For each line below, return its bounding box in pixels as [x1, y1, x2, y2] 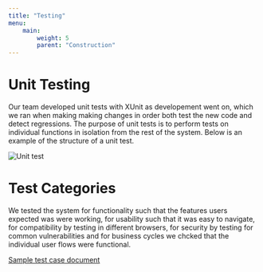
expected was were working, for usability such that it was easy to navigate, [8, 215, 255, 223]
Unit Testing [8, 76, 91, 94]
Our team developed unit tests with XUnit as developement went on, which [8, 102, 253, 112]
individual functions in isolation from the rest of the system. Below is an [8, 128, 243, 137]
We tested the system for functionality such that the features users [8, 206, 228, 215]
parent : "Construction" [37, 41, 116, 49]
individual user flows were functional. [8, 240, 131, 249]
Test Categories [8, 179, 116, 198]
